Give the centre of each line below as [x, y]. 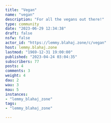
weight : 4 [16, 76]
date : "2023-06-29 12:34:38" [36, 29]
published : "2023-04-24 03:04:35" [41, 57]
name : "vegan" [20, 15]
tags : [11, 104]
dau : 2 [12, 80]
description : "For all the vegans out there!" [55, 19]
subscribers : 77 [22, 61]
